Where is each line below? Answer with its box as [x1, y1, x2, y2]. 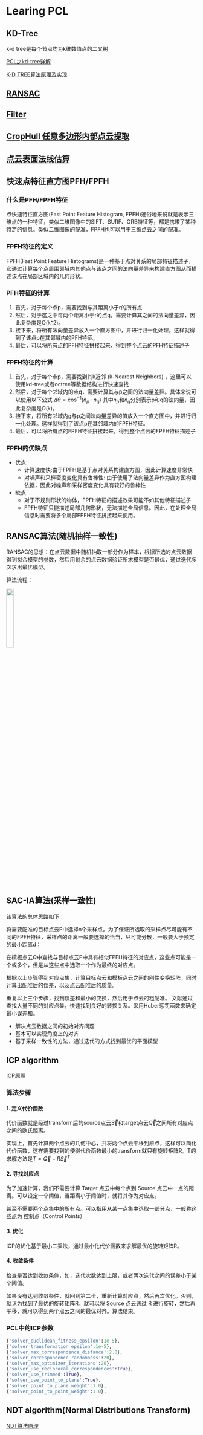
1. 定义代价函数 [6, 1104, 43, 1112]
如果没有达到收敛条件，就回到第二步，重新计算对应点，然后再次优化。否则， [6, 1292, 197, 1299]
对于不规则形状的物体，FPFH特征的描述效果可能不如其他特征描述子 [24, 496, 192, 504]
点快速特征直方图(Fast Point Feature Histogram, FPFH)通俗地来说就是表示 [6, 210, 189, 218]
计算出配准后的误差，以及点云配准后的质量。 [6, 981, 118, 989]
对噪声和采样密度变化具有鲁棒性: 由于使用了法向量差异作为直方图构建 [24, 473, 197, 481]
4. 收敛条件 [6, 1257, 34, 1265]
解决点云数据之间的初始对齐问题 [14, 1022, 95, 1029]
